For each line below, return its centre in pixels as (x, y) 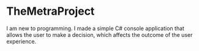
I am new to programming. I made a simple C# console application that (96, 28)
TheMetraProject (51, 11)
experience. (21, 41)
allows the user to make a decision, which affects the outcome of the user (99, 34)
